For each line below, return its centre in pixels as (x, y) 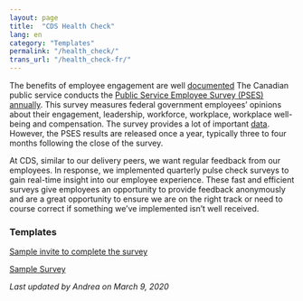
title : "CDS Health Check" (62, 26)
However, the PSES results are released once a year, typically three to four (148, 133)
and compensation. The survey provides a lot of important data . (151, 124)
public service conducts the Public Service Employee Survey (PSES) (137, 95)
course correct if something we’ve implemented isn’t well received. (134, 208)
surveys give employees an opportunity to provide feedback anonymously (148, 189)
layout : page (34, 18)
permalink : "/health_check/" (64, 52)
